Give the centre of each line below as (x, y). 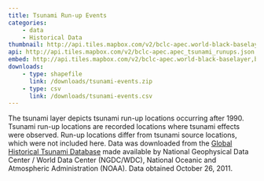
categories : (27, 23)
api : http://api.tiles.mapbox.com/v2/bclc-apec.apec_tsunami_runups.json (132, 52)
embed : (19, 60)
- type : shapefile (52, 74)
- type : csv (42, 89)
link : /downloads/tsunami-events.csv (91, 96)
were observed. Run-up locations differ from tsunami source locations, (123, 135)
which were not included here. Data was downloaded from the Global (120, 143)
